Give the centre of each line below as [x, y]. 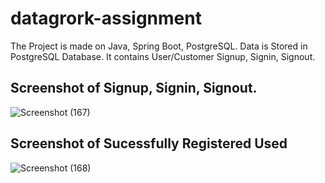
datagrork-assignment [106, 18]
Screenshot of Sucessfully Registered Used [149, 143]
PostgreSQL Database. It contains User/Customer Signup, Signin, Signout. [163, 56]
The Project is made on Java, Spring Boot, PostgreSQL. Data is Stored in [159, 46]
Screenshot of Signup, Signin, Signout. [134, 88]
